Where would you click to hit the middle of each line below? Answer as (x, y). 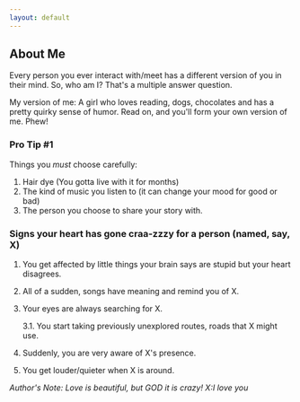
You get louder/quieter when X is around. (98, 371)
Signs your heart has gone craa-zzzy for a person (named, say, (150, 233)
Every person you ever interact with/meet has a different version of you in (146, 75)
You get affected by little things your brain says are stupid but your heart (156, 265)
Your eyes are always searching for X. (93, 309)
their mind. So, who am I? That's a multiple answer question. (121, 85)
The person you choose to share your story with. (113, 210)
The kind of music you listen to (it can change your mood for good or (150, 191)
